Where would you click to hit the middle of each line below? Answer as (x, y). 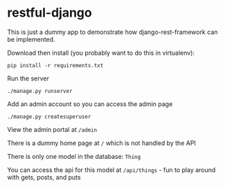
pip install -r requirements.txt (55, 65)
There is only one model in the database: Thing (74, 156)
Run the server (28, 78)
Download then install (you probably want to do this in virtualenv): (101, 53)
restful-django (49, 13)
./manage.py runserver (40, 91)
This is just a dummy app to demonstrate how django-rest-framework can (112, 32)
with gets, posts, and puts (44, 177)
